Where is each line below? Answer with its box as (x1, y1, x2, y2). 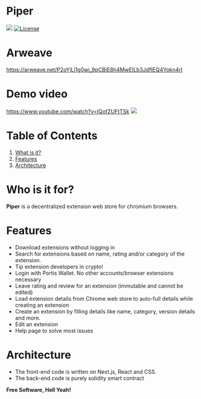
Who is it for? (6, 183, 74, 196)
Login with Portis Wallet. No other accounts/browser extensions (14, 269, 174, 277)
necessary (14, 275, 42, 283)
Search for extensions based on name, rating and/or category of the (14, 250, 185, 257)
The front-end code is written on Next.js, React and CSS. (14, 368, 157, 375)
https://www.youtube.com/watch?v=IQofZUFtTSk (6, 107, 130, 115)
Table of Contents (6, 129, 98, 142)
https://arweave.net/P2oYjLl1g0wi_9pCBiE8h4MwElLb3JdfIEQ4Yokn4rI (6, 66, 183, 73)
